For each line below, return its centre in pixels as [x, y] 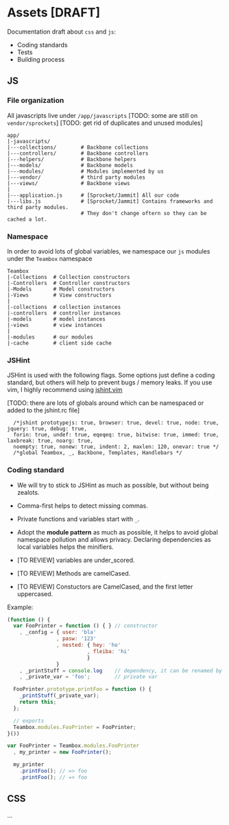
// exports [29, 721]
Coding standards [42, 45]
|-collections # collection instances [64, 307]
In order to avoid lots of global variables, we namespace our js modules [109, 251]
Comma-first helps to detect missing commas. [83, 506]
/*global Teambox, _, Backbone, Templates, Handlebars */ [98, 453]
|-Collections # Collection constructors [69, 277]
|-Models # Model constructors [61, 289]
